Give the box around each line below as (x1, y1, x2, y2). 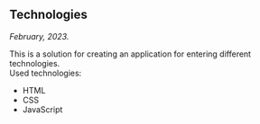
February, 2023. (9, 31, 70, 41)
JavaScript (22, 103, 63, 115)
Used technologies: (9, 67, 82, 78)
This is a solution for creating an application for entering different (9, 49, 251, 59)
